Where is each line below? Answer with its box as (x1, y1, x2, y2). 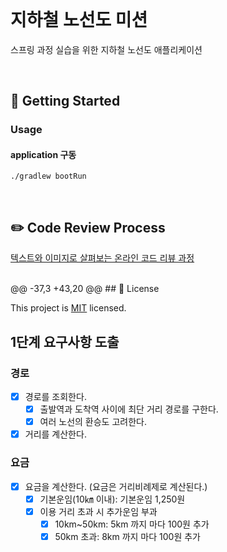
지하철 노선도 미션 (10, 9, 148, 32)
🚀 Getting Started (10, 93, 121, 110)
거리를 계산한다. (24, 428, 87, 440)
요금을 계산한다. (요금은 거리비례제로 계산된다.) (24, 480, 208, 492)
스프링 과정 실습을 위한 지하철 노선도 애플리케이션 (10, 43, 203, 55)
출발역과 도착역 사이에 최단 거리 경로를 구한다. (39, 403, 219, 415)
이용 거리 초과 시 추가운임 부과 (39, 505, 158, 517)
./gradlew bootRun (10, 171, 87, 182)
